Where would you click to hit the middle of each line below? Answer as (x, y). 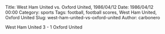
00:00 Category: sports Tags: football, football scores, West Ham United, (81, 12)
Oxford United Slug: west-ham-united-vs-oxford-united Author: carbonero (83, 17)
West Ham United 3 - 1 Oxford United (44, 27)
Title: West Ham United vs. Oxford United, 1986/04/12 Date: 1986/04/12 (79, 7)
